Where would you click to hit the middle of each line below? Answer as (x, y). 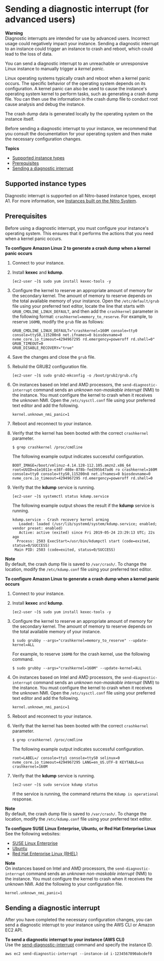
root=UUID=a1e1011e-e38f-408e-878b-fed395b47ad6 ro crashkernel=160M (85, 470)
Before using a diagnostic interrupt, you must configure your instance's (77, 228)
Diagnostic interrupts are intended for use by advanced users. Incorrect (77, 38)
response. (22, 799)
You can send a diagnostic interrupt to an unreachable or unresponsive (77, 63)
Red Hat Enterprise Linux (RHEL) (45, 854)
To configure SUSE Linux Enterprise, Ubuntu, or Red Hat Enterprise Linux (81, 828)
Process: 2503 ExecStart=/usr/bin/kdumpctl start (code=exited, (84, 541)
